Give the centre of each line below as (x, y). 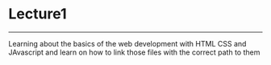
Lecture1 (38, 14)
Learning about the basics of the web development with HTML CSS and (127, 43)
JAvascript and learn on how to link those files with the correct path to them (134, 52)
